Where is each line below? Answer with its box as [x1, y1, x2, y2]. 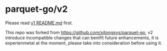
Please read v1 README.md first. [5, 20, 73, 26]
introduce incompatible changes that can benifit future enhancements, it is [5, 35, 159, 41]
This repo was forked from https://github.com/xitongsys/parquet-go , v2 [5, 29, 153, 35]
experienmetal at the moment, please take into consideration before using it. [5, 40, 162, 46]
